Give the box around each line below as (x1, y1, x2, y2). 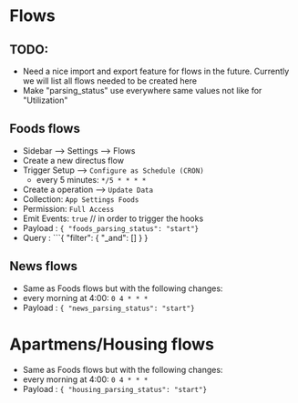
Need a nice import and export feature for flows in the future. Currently (22, 65, 290, 76)
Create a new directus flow (22, 155, 125, 166)
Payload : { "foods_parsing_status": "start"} (22, 222, 200, 233)
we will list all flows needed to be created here (22, 76, 198, 86)
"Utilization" (22, 95, 68, 106)
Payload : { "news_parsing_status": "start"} (22, 302, 195, 313)
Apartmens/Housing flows (9, 334, 215, 355)
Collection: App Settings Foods (22, 193, 139, 205)
